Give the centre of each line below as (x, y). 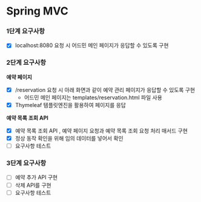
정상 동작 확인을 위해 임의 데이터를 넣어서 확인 (69, 138)
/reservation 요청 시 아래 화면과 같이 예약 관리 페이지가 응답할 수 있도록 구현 (105, 90)
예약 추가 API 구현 (36, 177)
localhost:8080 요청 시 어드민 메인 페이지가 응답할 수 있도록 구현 (92, 45)
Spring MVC (37, 11)
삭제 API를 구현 (33, 185)
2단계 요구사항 (26, 63)
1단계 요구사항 (26, 31)
